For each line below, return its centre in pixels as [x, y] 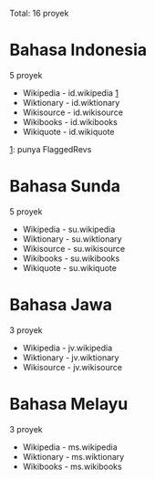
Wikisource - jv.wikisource [72, 367]
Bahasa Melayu [69, 404]
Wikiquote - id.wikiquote [68, 131]
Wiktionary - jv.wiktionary [71, 357]
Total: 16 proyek [39, 13]
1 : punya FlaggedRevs [51, 149]
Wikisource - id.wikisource [72, 112]
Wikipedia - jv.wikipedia [67, 348]
